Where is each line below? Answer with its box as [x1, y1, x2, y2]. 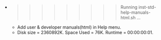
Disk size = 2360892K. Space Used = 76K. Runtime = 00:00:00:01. [17, 30, 154, 35]
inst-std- [138, 4, 157, 10]
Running [120, 4, 138, 10]
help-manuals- [120, 9, 151, 15]
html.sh [120, 15, 136, 20]
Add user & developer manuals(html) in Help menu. [17, 24, 121, 30]
